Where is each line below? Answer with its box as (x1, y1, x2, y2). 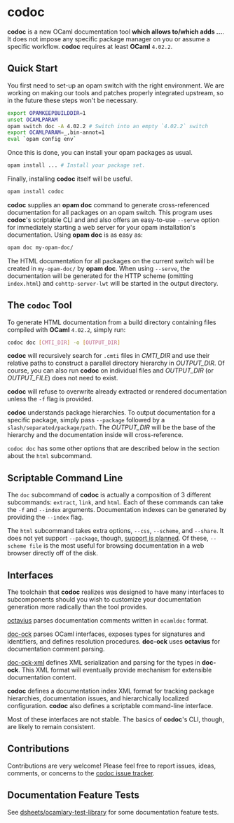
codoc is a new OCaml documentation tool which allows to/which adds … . (7, 27, 225, 36)
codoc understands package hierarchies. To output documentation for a (7, 408, 216, 417)
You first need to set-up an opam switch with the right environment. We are (7, 81, 225, 90)
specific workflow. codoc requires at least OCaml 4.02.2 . (7, 42, 173, 50)
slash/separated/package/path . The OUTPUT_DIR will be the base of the (7, 423, 216, 431)
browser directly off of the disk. (7, 549, 98, 558)
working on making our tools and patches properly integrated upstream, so (7, 88, 224, 97)
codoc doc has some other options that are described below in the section (7, 444, 220, 452)
